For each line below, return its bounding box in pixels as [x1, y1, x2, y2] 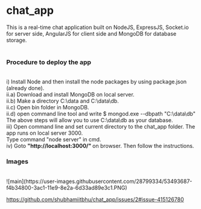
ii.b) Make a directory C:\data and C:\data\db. [6, 97, 119, 104]
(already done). [6, 85, 45, 92]
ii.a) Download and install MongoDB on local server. [6, 91, 135, 98]
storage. [6, 36, 27, 43]
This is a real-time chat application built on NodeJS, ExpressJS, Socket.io [6, 24, 189, 31]
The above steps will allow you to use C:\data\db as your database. [6, 117, 173, 124]
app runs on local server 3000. [6, 129, 83, 137]
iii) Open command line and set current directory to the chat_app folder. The [6, 123, 196, 130]
